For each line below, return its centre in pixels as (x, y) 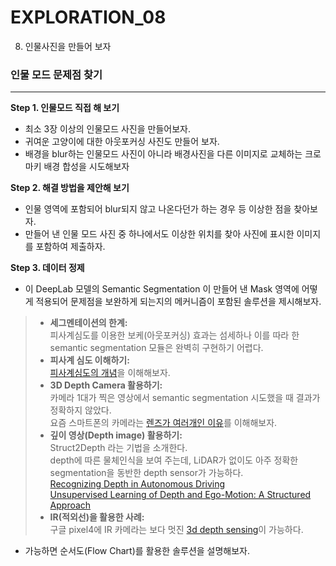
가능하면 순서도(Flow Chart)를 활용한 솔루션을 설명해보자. (137, 551)
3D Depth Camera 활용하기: (106, 385)
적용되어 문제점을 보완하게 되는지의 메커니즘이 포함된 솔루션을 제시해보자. (178, 302)
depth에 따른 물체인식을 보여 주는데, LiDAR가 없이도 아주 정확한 (174, 460)
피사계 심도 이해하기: (89, 360)
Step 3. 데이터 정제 (47, 268)
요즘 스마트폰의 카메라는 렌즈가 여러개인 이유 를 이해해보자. (163, 423)
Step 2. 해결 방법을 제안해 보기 (70, 188)
